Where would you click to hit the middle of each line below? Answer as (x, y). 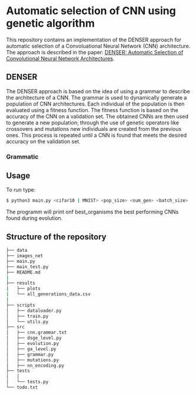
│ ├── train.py (27, 316)
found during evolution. (34, 218)
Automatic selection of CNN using (91, 11)
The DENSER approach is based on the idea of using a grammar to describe (98, 91)
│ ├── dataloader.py (34, 311)
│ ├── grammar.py (30, 354)
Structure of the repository (57, 237)
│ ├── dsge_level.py (34, 338)
